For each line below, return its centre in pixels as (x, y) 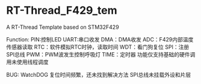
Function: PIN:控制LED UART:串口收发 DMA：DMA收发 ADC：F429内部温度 (100, 39)
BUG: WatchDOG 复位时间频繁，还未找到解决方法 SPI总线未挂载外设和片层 (99, 74)
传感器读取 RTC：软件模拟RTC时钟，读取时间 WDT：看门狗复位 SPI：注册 (98, 47)
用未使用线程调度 (27, 62)
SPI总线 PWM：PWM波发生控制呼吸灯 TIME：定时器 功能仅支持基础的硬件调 (101, 54)
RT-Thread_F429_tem (62, 10)
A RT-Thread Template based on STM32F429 (63, 27)
